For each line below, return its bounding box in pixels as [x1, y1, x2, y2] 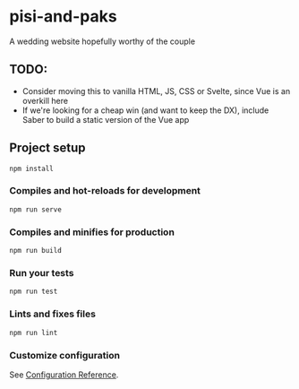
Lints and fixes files [9, 307, 97, 320]
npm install [9, 164, 54, 173]
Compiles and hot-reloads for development [9, 185, 201, 197]
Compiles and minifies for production [9, 226, 175, 238]
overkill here [21, 95, 69, 106]
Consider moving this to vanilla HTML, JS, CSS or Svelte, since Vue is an [21, 85, 291, 96]
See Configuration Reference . [9, 369, 119, 380]
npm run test [9, 287, 58, 297]
